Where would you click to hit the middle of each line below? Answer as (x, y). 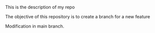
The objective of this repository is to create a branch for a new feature (78, 16)
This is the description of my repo (40, 7)
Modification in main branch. (35, 26)
